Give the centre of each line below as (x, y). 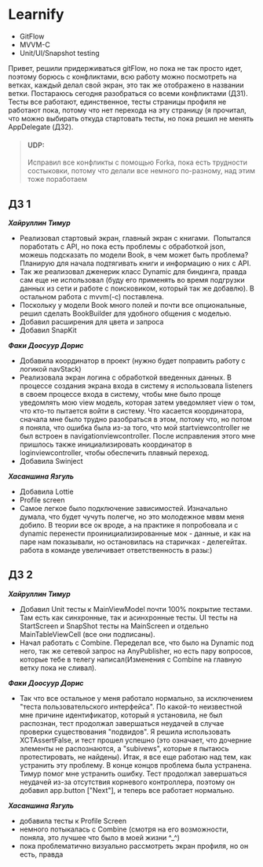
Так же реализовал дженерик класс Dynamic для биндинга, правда (133, 271)
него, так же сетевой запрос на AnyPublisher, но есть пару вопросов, (136, 650)
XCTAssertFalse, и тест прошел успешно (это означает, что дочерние (135, 740)
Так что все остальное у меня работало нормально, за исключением (136, 698)
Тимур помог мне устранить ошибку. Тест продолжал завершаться (133, 773)
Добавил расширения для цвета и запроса (91, 321)
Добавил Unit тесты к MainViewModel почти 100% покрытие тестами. (136, 609)
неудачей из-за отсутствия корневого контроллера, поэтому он (127, 782)
